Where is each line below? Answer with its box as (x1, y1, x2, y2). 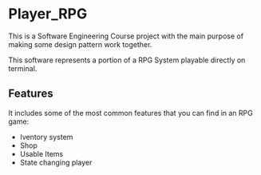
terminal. (8, 63, 38, 73)
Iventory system (19, 132, 73, 141)
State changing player (19, 157, 93, 167)
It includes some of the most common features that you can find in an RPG (8, 108, 253, 117)
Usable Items (19, 149, 64, 158)
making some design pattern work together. (8, 39, 152, 49)
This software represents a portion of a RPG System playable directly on (8, 55, 246, 65)
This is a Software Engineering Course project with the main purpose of (8, 31, 244, 41)
